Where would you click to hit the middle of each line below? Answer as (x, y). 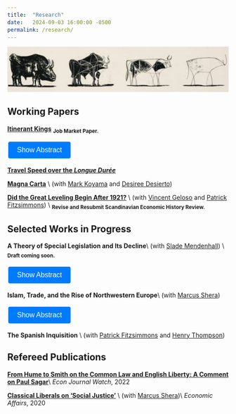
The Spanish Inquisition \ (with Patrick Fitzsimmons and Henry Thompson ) (116, 335)
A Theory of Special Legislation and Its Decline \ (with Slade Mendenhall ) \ (116, 246)
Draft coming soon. (31, 256)
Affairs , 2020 (26, 403)
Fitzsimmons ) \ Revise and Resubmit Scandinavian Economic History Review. (106, 206)
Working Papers (43, 112)
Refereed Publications (57, 357)
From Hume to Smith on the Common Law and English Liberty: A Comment (118, 374)
